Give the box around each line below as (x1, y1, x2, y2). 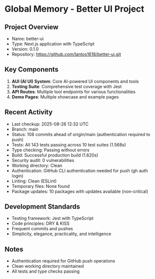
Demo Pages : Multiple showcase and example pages (11, 94, 119, 100)
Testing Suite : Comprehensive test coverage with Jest (11, 83, 122, 89)
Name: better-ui (11, 36, 44, 41)
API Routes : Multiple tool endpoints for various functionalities (11, 89, 135, 95)
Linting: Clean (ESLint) (11, 178, 57, 184)
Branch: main (11, 126, 39, 132)
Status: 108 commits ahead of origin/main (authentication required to (11, 131, 151, 137)
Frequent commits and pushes (11, 226, 73, 232)
